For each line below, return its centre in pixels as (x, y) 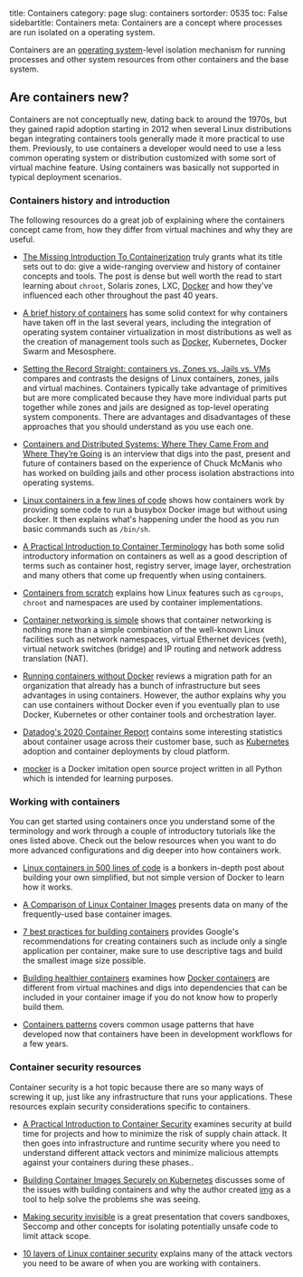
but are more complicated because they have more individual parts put (154, 398)
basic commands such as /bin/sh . (86, 529)
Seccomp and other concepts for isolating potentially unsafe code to (150, 1226)
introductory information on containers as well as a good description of (155, 557)
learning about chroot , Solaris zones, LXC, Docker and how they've (147, 286)
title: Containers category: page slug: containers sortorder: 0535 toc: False (148, 13)
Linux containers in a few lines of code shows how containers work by (153, 500)
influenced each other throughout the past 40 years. (120, 295)
